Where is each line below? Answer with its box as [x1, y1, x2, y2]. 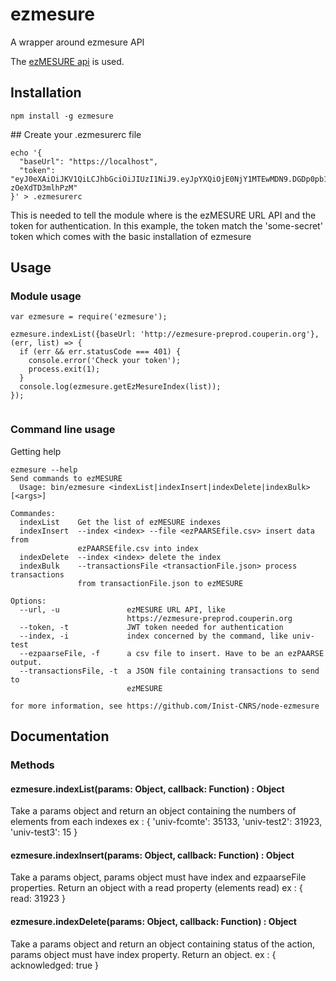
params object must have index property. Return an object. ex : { [10, 948, 277, 960]
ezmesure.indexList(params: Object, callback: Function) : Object [10, 783, 285, 795]
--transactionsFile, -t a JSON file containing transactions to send [19, 666, 320, 676]
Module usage [10, 289, 82, 303]
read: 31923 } [10, 893, 66, 905]
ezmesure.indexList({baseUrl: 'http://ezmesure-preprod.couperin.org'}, [10, 329, 320, 340]
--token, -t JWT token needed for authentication [19, 622, 284, 632]
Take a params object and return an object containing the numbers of [10, 805, 297, 817]
